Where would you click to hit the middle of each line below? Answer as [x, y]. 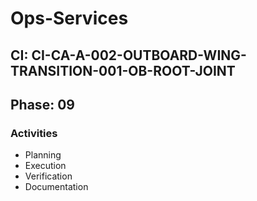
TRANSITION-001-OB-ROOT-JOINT [123, 70]
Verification [48, 176]
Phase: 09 [42, 104]
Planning [43, 155]
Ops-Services [69, 18]
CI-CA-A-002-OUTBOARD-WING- [139, 55]
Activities [34, 133]
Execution [45, 166]
